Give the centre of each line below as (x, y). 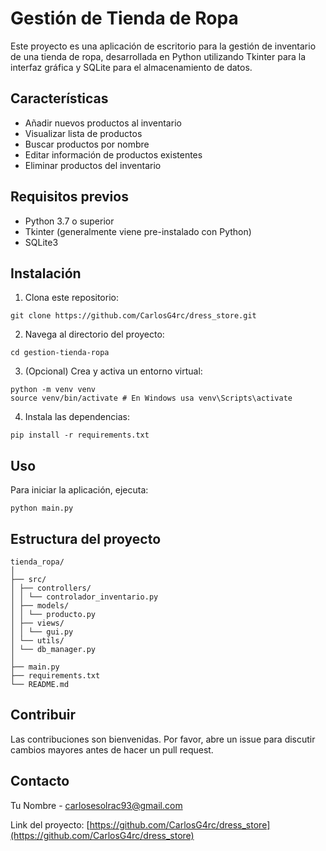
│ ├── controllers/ (51, 588)
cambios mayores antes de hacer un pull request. (112, 749)
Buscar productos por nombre (87, 144)
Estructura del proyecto (86, 538)
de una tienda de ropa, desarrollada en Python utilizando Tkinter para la (158, 56)
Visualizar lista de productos (83, 133)
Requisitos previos (69, 197)
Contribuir (43, 715)
